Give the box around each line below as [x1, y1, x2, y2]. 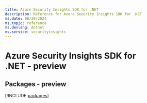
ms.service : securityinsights [5, 29, 66, 34]
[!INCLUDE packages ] [5, 93, 49, 98]
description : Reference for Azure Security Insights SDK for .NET [5, 12, 142, 16]
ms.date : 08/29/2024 [5, 16, 47, 21]
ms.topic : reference [5, 20, 47, 26]
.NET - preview [5, 61, 66, 72]
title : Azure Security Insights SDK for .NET [5, 7, 98, 12]
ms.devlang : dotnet [5, 25, 45, 30]
